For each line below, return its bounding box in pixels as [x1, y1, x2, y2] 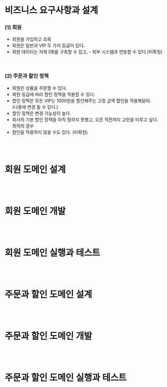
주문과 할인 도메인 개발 [5, 330, 93, 342]
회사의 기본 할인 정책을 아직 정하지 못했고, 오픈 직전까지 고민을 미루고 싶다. [12, 117, 158, 123]
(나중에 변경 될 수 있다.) [12, 104, 58, 110]
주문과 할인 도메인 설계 [5, 289, 93, 300]
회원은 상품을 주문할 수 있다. [12, 85, 67, 91]
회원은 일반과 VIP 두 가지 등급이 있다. [12, 42, 85, 48]
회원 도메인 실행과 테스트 [5, 247, 101, 258]
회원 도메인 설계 [5, 163, 66, 175]
